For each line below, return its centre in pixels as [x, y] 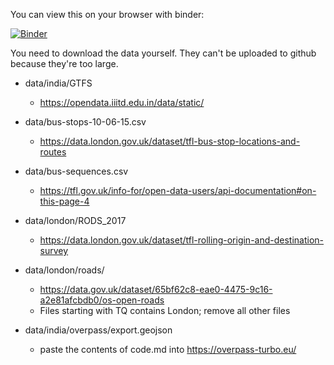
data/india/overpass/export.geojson [98, 330]
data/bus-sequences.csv [76, 171]
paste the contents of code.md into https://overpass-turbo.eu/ [168, 349]
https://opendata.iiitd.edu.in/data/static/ [122, 102]
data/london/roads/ [64, 270]
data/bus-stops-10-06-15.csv [85, 122]
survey [54, 250]
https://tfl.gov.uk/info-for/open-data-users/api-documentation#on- [178, 190]
